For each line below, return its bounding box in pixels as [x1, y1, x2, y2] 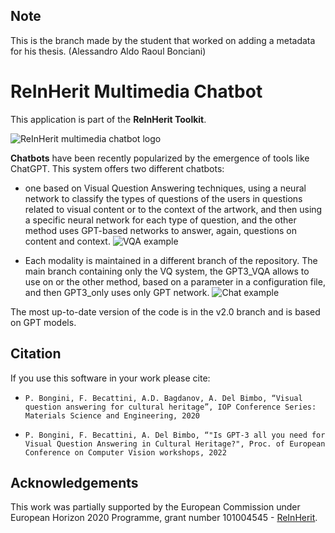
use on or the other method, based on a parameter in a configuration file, [24, 275, 326, 288]
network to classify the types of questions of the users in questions [24, 192, 303, 204]
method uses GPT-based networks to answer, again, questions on [24, 224, 297, 236]
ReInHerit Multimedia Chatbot [10, 80, 263, 103]
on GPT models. [10, 316, 77, 328]
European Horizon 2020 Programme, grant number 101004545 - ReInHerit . [10, 512, 318, 524]
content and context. [24, 235, 111, 247]
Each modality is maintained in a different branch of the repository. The [24, 254, 318, 266]
